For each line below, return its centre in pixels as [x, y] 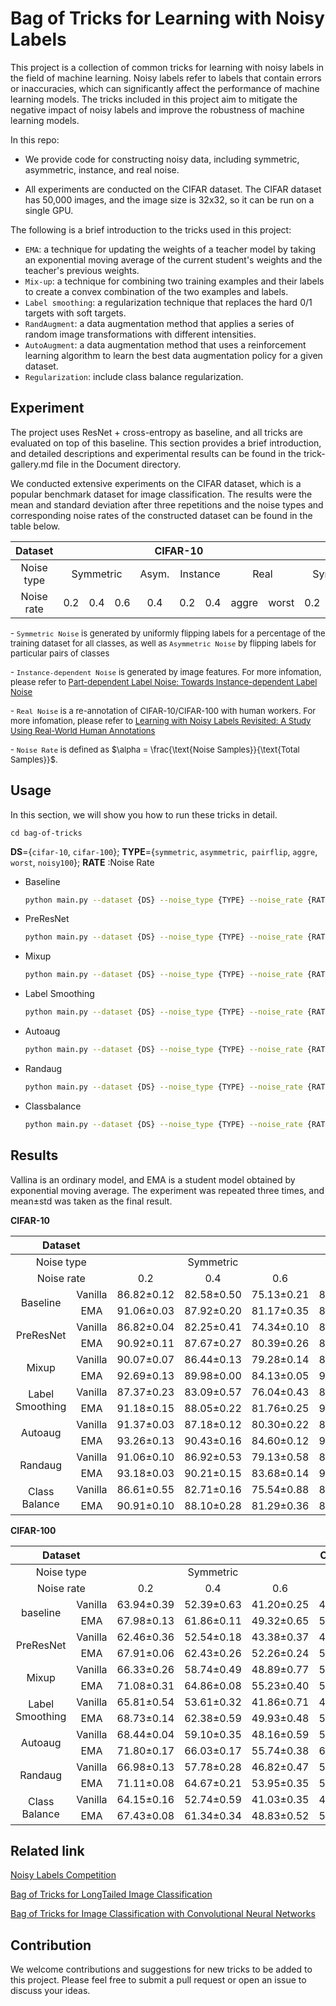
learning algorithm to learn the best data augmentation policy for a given [173, 355]
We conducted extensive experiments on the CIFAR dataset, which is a [156, 483]
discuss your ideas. [50, 1991]
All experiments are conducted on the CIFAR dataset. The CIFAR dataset [173, 189]
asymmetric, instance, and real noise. [102, 169]
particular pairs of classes [60, 653]
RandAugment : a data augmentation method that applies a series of [159, 323]
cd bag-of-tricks [46, 833]
